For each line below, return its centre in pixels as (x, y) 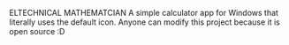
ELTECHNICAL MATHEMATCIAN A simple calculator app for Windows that (144, 13)
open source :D (37, 31)
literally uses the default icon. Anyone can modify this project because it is (144, 22)
